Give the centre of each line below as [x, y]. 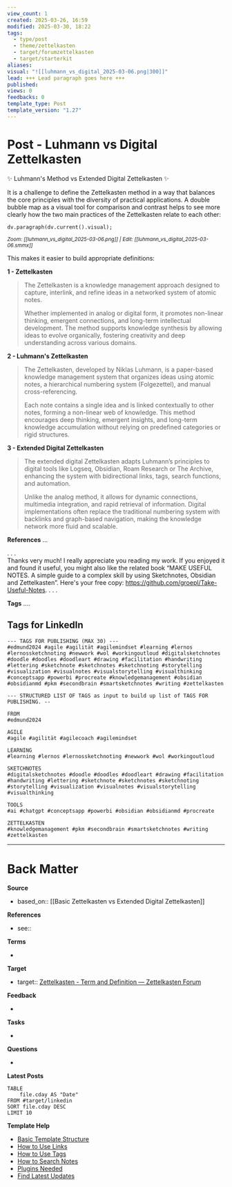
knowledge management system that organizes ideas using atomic [119, 377]
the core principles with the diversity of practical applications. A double [109, 200]
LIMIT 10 [20, 1113]
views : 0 [20, 91]
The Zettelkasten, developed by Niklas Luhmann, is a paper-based [118, 369]
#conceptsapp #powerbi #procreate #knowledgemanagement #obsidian [105, 677]
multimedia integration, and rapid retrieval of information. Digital [115, 504]
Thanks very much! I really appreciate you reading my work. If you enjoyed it [116, 560]
